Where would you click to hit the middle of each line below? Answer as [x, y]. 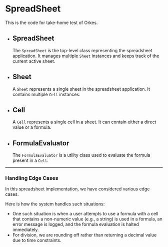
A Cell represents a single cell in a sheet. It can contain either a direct [84, 122]
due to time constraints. [37, 240]
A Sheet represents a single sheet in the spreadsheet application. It [81, 89]
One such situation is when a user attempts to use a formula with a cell [85, 214]
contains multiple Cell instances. [46, 94]
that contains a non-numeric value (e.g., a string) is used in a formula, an [87, 219]
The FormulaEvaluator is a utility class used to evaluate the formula [81, 155]
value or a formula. [32, 127]
